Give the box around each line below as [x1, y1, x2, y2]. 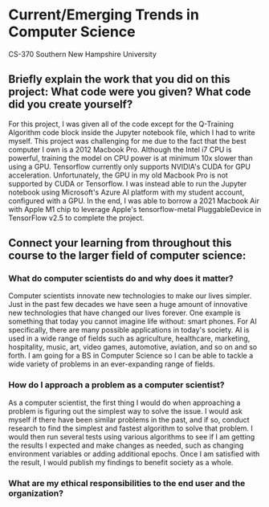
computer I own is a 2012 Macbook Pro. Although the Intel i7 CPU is [8, 145, 232, 154]
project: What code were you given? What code [8, 85, 251, 99]
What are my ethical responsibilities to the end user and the [8, 477, 246, 489]
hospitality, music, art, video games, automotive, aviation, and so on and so [8, 342, 258, 352]
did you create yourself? [8, 98, 133, 112]
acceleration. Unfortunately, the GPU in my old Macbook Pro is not [8, 170, 229, 180]
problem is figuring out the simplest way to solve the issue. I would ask [8, 406, 243, 415]
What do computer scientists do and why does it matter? [8, 273, 234, 284]
